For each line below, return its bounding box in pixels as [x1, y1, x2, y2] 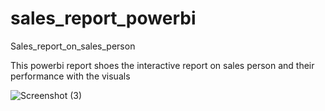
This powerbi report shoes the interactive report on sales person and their [10, 59, 315, 71]
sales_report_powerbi [10, 7, 197, 30]
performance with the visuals [10, 70, 131, 82]
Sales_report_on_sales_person [10, 40, 136, 52]
